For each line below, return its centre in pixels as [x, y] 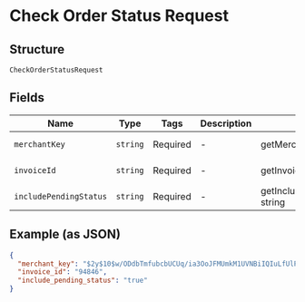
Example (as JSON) [65, 234]
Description [226, 123]
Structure [37, 49]
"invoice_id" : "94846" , [62, 272]
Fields [27, 97]
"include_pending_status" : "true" [83, 281]
